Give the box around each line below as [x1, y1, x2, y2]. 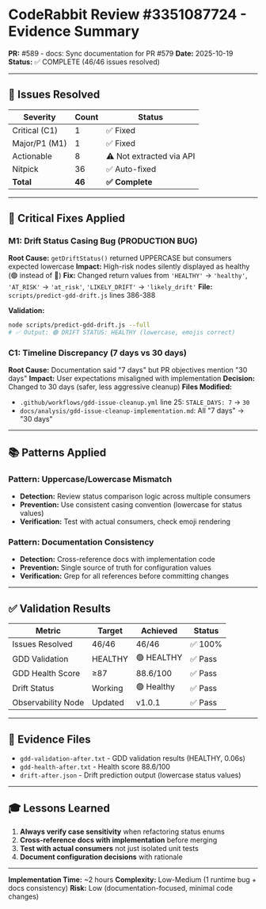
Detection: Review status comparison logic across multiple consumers [19, 491, 251, 501]
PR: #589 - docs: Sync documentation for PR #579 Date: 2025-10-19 [8, 48, 234, 58]
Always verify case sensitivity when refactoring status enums [19, 827, 226, 836]
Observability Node [12, 697, 85, 708]
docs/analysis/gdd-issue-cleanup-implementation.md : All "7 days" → [19, 406, 245, 415]
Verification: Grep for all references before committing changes [19, 571, 230, 581]
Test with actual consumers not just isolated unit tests [19, 843, 199, 853]
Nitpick [12, 163, 39, 174]
